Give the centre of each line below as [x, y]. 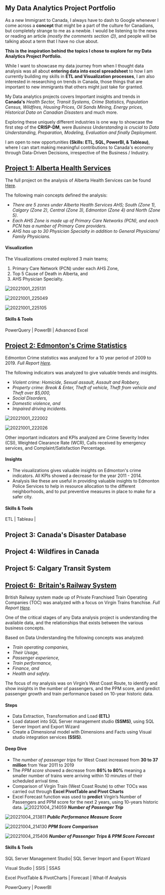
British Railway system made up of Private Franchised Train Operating [76, 597]
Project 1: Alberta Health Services [58, 168]
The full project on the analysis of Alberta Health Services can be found [78, 180]
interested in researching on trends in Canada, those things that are [74, 81]
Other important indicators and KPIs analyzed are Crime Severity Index [77, 437]
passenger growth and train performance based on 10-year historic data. [79, 694]
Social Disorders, [30, 398]
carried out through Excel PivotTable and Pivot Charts [68, 791]
